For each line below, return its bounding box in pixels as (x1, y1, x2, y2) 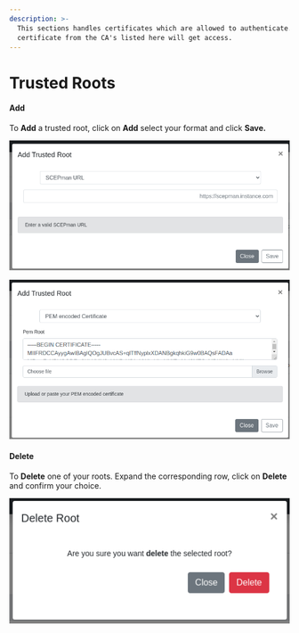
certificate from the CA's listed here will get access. (17, 33, 233, 42)
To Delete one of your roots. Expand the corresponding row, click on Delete (9, 471, 287, 481)
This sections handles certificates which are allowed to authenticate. (17, 23, 293, 33)
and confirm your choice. (9, 480, 102, 490)
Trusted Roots (9, 72, 116, 93)
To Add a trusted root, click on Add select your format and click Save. (9, 122, 267, 133)
